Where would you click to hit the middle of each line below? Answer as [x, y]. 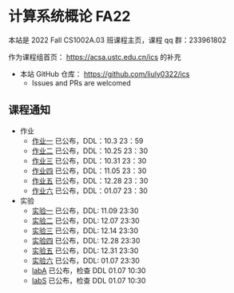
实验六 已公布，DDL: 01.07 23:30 [85, 260]
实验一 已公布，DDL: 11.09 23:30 [85, 210]
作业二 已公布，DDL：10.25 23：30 [90, 150]
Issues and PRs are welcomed [81, 83]
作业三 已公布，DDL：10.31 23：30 [89, 160]
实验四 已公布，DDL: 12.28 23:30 [86, 240]
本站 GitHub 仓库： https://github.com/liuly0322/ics [105, 73]
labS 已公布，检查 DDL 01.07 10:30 [89, 280]
